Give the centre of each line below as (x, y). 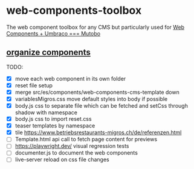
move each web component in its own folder (70, 78)
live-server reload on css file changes (62, 159)
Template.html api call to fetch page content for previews (86, 140)
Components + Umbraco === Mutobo (53, 33)
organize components (48, 53)
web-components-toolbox (74, 11)
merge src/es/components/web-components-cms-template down (97, 92)
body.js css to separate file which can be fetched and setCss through (102, 106)
